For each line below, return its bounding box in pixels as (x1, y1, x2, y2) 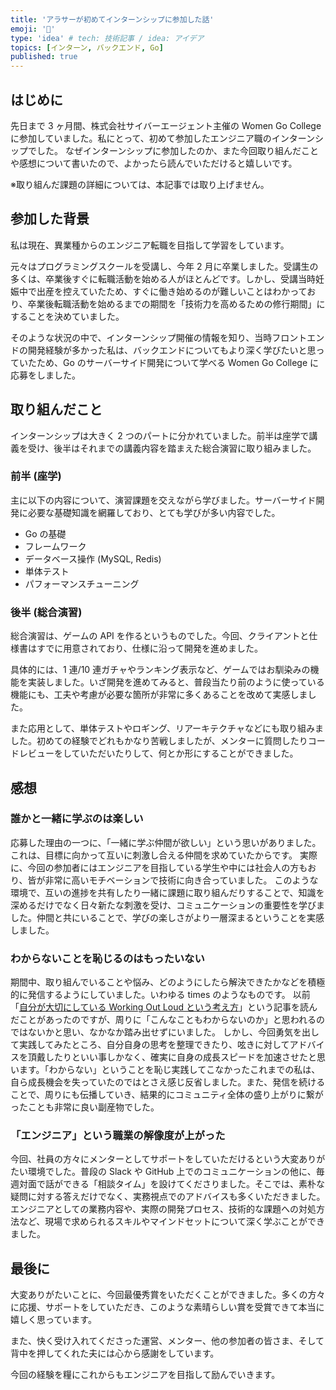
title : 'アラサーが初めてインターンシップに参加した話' (10, 14, 215, 25)
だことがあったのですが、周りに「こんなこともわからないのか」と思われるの (10, 1014, 326, 1026)
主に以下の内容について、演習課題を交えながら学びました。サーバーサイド (10, 494, 317, 506)
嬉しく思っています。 (10, 1314, 97, 1326)
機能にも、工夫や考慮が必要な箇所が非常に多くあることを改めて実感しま (10, 689, 308, 701)
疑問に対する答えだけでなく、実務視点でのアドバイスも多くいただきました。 (10, 1191, 326, 1203)
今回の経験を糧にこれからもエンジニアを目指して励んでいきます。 (10, 1369, 281, 1381)
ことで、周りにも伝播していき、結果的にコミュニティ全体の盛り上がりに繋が (10, 1089, 324, 1101)
